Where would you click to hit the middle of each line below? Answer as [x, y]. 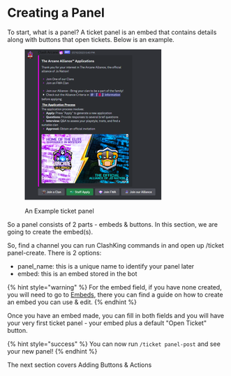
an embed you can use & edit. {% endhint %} [72, 302]
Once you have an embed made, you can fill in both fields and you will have [116, 315]
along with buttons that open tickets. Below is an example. [91, 39]
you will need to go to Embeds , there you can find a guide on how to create [115, 294]
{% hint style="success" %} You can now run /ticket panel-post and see [114, 344]
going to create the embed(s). [50, 232]
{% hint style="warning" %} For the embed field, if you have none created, [114, 287]
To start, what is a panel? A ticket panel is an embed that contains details [112, 32]
